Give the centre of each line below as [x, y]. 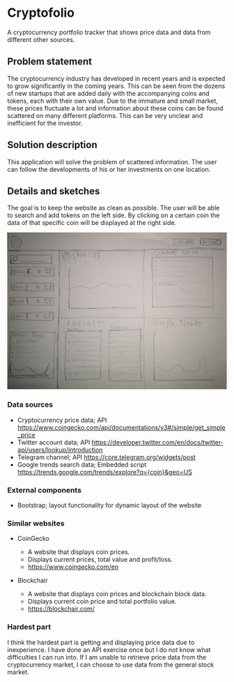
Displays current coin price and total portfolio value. [102, 602]
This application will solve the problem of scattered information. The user [112, 161]
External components [45, 490]
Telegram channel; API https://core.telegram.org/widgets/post [107, 457]
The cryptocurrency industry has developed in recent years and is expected [116, 78]
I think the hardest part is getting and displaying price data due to [101, 642]
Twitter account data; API [54, 442]
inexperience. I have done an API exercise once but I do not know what [109, 650]
